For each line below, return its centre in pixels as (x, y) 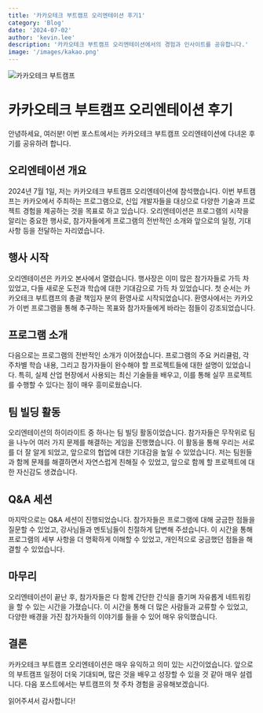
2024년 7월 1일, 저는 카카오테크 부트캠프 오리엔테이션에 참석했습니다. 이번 (122, 191)
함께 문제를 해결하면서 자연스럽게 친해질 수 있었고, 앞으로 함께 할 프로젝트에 (131, 462)
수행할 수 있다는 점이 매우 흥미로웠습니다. (79, 385)
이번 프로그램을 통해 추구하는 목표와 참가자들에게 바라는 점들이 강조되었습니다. (136, 307)
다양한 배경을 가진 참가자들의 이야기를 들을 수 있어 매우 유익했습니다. (113, 616)
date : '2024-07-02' (40, 30)
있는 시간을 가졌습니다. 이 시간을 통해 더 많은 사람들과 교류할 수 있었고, (141, 607)
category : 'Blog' (37, 23)
